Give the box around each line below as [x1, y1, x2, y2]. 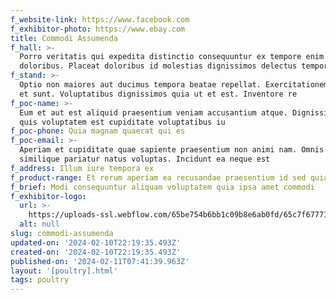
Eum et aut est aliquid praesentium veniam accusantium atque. [19, 107, 288, 118]
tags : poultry [10, 275, 70, 285]
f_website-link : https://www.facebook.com [10, 14, 190, 25]
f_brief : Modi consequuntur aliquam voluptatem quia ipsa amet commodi [10, 182, 315, 192]
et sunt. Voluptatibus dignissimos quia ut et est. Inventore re [19, 89, 298, 99]
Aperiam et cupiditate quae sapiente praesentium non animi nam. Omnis [19, 145, 325, 155]
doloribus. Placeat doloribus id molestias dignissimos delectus [19, 61, 298, 71]
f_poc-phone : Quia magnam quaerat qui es [10, 126, 186, 136]
